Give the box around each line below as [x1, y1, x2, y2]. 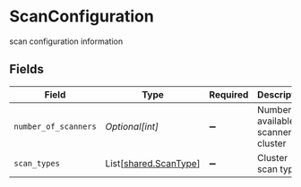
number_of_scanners [13, 121, 97, 132]
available [256, 115, 296, 127]
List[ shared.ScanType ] [105, 157, 201, 169]
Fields [9, 62, 45, 77]
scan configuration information [9, 36, 124, 47]
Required [209, 88, 249, 100]
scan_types [13, 158, 60, 168]
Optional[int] [105, 120, 159, 132]
